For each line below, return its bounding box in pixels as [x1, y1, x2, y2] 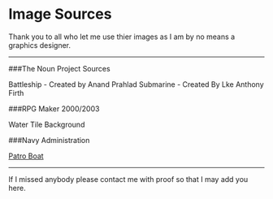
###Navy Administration [8, 135, 90, 145]
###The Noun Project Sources [8, 63, 111, 73]
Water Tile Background [8, 119, 85, 129]
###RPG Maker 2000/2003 [8, 103, 100, 114]
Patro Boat [8, 151, 44, 161]
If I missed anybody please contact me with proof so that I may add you [8, 174, 249, 184]
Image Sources [8, 5, 112, 24]
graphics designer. [8, 40, 71, 50]
